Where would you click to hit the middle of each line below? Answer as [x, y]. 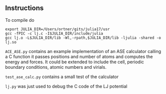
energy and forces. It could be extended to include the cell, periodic [75, 62]
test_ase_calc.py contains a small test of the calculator [62, 77]
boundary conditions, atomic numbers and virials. [56, 67]
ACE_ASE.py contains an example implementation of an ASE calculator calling [83, 51]
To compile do [20, 20]
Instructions [24, 8]
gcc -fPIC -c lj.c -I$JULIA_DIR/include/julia [54, 33]
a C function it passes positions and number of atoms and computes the [79, 56]
